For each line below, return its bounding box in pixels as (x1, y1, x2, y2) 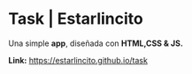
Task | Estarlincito (8, 9, 143, 29)
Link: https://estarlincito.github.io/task (8, 55, 148, 65)
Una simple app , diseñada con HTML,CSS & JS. (8, 38, 183, 48)
